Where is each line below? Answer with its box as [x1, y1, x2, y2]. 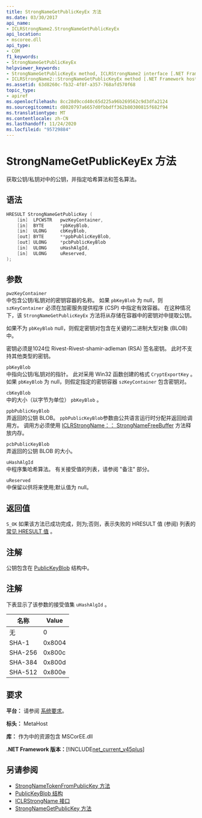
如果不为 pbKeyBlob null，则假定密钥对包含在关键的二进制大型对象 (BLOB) [6, 325, 188, 332]
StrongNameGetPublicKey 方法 [14, 805, 92, 812]
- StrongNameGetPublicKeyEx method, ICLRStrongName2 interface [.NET [6, 71, 185, 77]
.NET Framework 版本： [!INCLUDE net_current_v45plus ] [6, 746, 145, 753]
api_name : [6, 20, 31, 26]
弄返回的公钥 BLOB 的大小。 [6, 448, 76, 455]
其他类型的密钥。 [11, 352, 54, 360]
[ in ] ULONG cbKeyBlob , [17, 228, 87, 234]
